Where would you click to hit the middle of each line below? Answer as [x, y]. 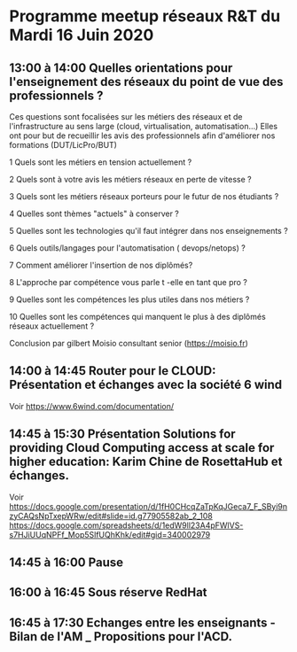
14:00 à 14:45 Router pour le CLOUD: [113, 371]
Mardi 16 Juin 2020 [82, 35]
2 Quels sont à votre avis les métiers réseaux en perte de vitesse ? [131, 179]
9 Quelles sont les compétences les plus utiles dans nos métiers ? [129, 299]
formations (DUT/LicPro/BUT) [63, 145]
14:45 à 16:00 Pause [66, 563]
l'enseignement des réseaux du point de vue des [146, 81]
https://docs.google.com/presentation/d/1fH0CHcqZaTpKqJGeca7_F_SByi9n [148, 506]
